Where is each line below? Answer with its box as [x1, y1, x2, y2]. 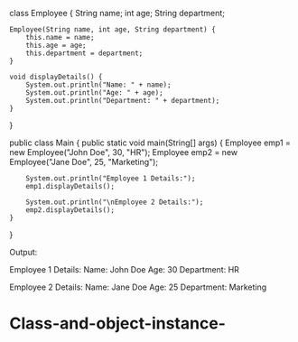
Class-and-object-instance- [9, 313, 226, 334]
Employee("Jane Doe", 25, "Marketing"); [9, 157, 159, 167]
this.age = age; [25, 41, 88, 50]
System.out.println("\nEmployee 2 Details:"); [25, 198, 204, 207]
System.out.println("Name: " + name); [25, 80, 172, 89]
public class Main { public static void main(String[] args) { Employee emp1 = [9, 137, 292, 148]
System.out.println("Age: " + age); [25, 88, 164, 97]
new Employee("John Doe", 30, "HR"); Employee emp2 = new [9, 147, 238, 157]
